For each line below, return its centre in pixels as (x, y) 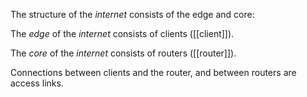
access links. (37, 83)
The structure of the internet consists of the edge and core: (132, 14)
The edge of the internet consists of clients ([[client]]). (122, 33)
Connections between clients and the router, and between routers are (153, 72)
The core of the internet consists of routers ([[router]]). (123, 53)
